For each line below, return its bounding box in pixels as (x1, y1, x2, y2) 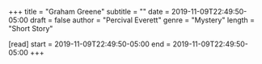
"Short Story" (8, 24, 53, 33)
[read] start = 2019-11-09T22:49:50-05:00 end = (8, 39, 171, 49)
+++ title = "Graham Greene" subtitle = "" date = (8, 7, 170, 16)
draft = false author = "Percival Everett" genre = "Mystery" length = (29, 15, 256, 25)
